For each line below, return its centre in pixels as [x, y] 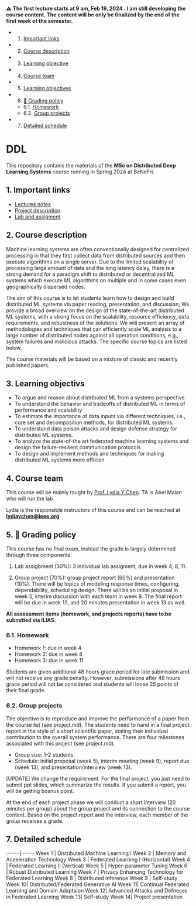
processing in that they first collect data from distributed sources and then [96, 255]
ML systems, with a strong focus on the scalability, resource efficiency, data [98, 316]
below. [14, 347]
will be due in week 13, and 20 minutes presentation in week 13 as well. [100, 602]
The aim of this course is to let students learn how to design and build [90, 298]
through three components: [39, 555]
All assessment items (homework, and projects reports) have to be [89, 614]
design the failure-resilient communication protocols [78, 447]
